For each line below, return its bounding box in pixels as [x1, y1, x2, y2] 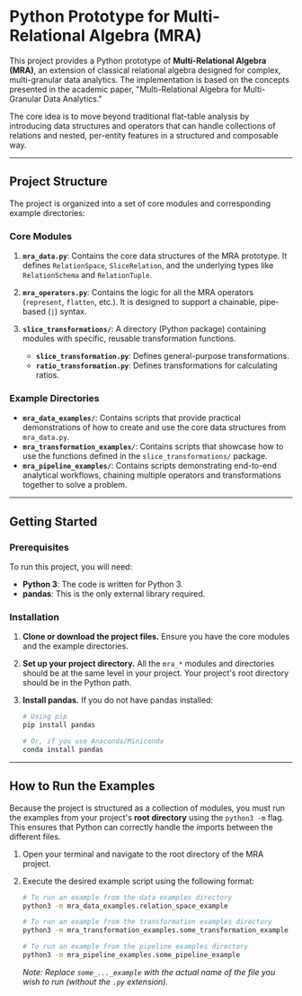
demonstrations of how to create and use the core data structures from [22, 422, 286, 433]
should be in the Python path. [22, 677, 132, 688]
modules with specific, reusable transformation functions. [22, 333, 236, 344]
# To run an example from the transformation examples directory [22, 918, 272, 927]
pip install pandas [22, 721, 96, 730]
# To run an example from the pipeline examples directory [22, 942, 249, 951]
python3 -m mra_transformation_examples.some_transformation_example [22, 926, 289, 935]
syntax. [59, 306, 87, 317]
